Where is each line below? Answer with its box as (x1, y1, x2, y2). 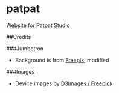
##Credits (6, 33, 31, 40)
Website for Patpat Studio (6, 22, 71, 29)
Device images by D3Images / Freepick (14, 80, 113, 87)
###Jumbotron (6, 44, 44, 52)
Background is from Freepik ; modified (14, 56, 109, 64)
